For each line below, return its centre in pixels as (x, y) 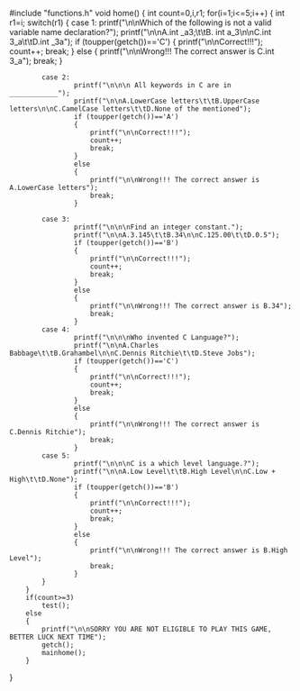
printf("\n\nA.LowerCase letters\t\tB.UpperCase (166, 101)
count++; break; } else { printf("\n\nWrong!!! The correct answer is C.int (142, 51)
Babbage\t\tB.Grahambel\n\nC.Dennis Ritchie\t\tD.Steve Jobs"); (132, 353)
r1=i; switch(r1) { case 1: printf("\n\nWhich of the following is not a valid (141, 23)
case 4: (56, 330)
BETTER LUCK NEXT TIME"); (58, 637)
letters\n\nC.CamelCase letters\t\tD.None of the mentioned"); (131, 109)
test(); (56, 605)
